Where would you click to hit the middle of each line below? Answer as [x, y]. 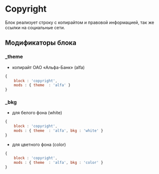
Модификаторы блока [41, 43]
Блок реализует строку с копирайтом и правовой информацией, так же [80, 22]
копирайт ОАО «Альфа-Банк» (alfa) [48, 67]
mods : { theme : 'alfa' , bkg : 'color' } [59, 162]
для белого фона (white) [37, 113]
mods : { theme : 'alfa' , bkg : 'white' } [59, 131]
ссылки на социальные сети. [35, 27]
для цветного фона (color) [39, 144]
